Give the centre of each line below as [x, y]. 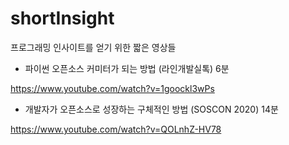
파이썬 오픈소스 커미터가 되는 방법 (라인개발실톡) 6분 [127, 68]
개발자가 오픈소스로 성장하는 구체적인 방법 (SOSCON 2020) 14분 [151, 109]
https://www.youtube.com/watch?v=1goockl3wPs [112, 88]
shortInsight [62, 18]
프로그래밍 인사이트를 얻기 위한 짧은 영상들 [93, 47]
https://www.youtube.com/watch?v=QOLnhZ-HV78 [116, 129]
